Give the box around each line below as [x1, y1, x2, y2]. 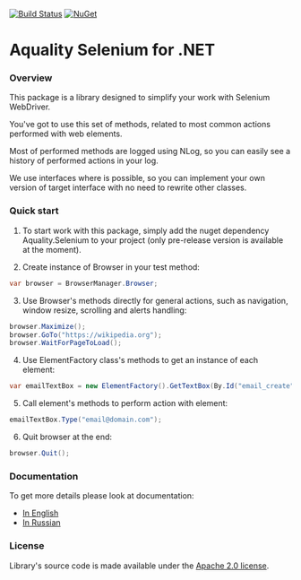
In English [21, 507, 59, 519]
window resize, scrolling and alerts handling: [21, 305, 187, 316]
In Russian [21, 517, 61, 528]
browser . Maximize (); [9, 322, 87, 331]
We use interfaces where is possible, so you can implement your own [9, 173, 266, 184]
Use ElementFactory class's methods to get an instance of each [21, 355, 258, 366]
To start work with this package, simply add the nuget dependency [21, 225, 270, 236]
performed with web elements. [9, 128, 123, 139]
